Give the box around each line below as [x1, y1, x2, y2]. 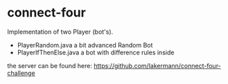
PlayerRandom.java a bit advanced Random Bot [17, 41, 153, 49]
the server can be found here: [7, 61, 92, 70]
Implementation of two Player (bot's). [7, 28, 114, 36]
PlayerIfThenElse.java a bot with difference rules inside [17, 48, 175, 56]
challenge [7, 69, 36, 77]
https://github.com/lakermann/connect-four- [93, 61, 222, 70]
